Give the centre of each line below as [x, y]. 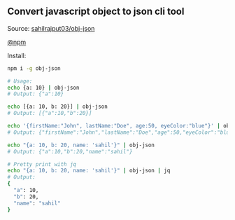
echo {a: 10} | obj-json [43, 88]
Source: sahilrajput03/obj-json [51, 28]
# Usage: [20, 81]
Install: [17, 55]
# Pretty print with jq [42, 164]
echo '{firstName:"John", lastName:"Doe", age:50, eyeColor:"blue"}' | [114, 126]
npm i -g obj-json [34, 68]
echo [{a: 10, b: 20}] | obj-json [58, 107]
